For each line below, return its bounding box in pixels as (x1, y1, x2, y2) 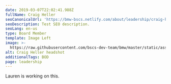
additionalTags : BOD (5, 54, 49, 60)
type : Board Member (5, 31, 47, 36)
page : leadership (5, 59, 42, 64)
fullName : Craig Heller (5, 12, 56, 17)
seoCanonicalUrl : (5, 17, 42, 22)
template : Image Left (5, 36, 51, 41)
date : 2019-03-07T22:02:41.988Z (5, 7, 74, 13)
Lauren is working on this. (5, 73, 60, 79)
